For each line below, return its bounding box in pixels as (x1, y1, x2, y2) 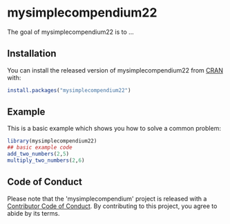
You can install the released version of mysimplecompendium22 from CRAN (7, 66, 223, 74)
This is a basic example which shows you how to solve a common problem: (7, 124, 221, 133)
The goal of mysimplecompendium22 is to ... (7, 28, 135, 36)
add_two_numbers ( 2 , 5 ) (7, 151, 70, 158)
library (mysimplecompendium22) (7, 138, 97, 144)
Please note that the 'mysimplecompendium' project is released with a (7, 194, 207, 203)
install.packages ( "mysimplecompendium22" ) (7, 86, 131, 94)
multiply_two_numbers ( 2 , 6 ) (7, 157, 85, 164)
